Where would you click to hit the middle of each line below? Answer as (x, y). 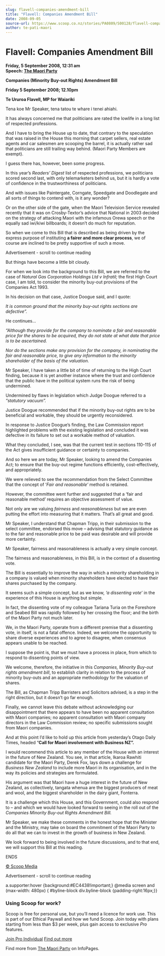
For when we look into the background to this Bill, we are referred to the (78, 272)
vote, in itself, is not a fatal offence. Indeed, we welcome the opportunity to (81, 632)
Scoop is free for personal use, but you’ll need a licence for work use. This (81, 914)
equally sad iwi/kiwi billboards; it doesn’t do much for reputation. (71, 223)
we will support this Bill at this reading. (44, 847)
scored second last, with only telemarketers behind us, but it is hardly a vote (82, 178)
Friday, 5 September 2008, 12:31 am (43, 66)
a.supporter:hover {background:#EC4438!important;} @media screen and (80, 885)
